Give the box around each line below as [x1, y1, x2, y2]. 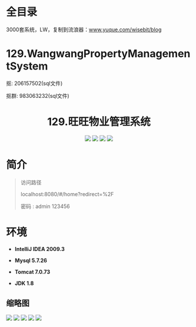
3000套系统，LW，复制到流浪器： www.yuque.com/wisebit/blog [6, 26, 162, 33]
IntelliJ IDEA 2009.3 [14, 245, 65, 252]
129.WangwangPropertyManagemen [6, 47, 191, 61]
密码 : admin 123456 [20, 203, 70, 210]
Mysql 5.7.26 [14, 257, 47, 264]
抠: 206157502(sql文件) [6, 80, 63, 87]
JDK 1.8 [14, 279, 34, 286]
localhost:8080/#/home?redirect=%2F [20, 190, 114, 197]
